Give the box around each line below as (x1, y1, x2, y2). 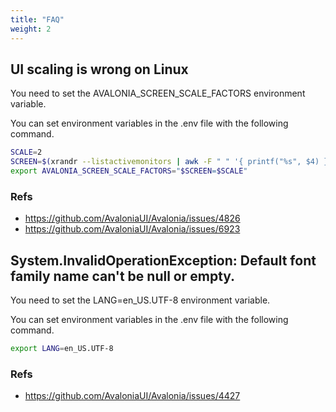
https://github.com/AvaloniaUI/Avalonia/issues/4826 (24, 212, 241, 225)
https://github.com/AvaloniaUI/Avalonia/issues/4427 (24, 390, 241, 402)
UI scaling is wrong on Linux (10, 61, 189, 78)
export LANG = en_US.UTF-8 (10, 344, 114, 354)
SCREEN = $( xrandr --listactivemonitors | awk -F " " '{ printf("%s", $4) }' (10, 157, 333, 167)
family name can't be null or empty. (10, 267, 236, 285)
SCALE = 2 (10, 147, 43, 158)
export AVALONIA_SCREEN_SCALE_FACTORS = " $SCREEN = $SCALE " (10, 166, 248, 176)
